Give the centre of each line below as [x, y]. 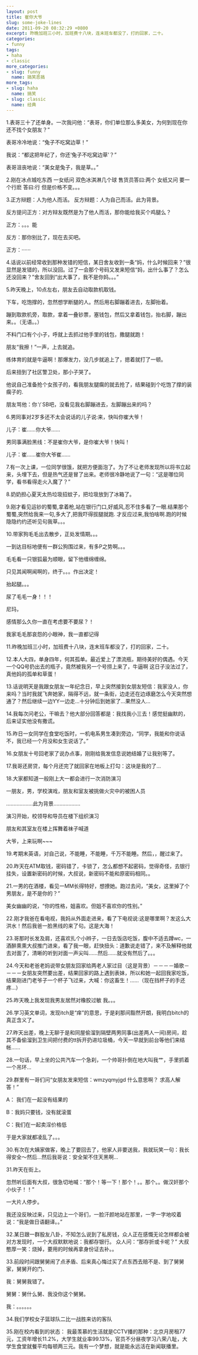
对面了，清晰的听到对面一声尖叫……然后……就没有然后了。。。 [85, 953]
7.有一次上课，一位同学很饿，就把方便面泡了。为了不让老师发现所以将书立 [96, 467]
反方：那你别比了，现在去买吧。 [45, 237]
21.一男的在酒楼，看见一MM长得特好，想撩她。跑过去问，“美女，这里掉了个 [98, 886]
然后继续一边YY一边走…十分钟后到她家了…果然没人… [86, 701]
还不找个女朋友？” [28, 130]
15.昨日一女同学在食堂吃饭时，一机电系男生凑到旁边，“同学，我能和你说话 [96, 733]
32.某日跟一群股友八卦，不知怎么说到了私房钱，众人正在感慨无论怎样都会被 [98, 1234]
